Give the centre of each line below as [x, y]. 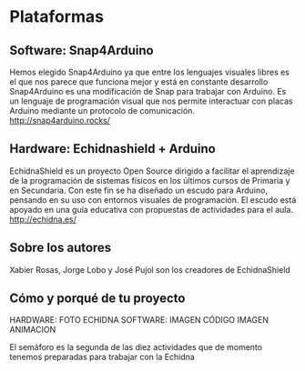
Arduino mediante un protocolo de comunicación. [102, 110]
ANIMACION [33, 330]
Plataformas [57, 17]
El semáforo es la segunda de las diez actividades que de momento [136, 347]
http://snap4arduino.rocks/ [60, 120]
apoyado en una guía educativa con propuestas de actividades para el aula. [152, 209]
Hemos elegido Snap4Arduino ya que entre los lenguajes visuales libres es [149, 72]
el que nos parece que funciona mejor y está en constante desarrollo [139, 82]
